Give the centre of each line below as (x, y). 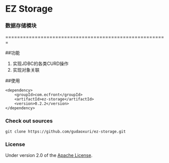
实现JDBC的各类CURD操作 (41, 63)
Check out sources (29, 121)
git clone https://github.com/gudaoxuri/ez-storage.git (65, 132)
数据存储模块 (21, 26)
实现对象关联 (26, 70)
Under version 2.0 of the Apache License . (49, 155)
